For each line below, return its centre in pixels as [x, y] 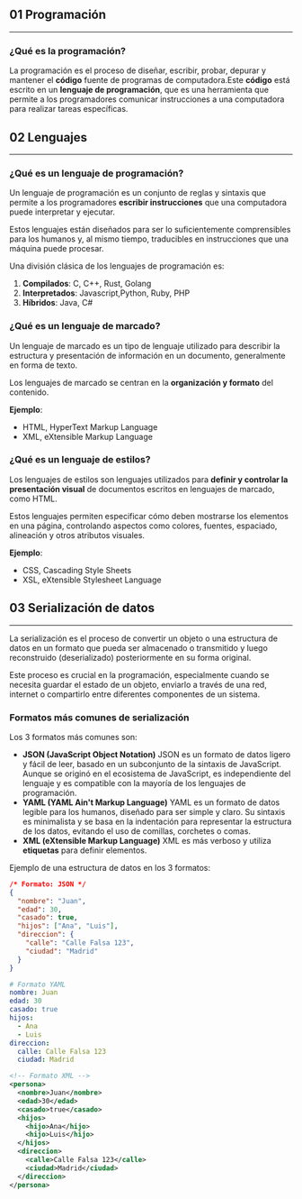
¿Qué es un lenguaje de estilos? [80, 460]
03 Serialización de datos [82, 608]
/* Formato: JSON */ [48, 884]
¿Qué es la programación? [67, 50]
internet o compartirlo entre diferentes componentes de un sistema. [135, 694]
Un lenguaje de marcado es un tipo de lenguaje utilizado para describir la [145, 345]
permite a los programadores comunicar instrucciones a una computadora [147, 99]
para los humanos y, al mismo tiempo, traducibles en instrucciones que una [149, 239]
